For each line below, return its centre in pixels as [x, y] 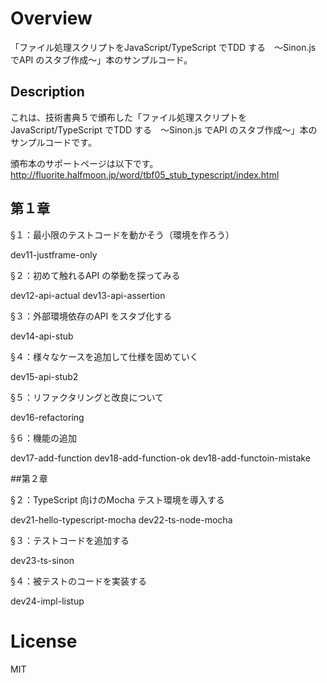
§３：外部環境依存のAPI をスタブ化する [91, 316]
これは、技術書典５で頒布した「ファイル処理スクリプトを [128, 117]
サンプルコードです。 [53, 142]
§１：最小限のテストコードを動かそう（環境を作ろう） [122, 234]
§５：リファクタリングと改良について [87, 397]
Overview [51, 18]
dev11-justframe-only [54, 254]
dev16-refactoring [47, 417]
